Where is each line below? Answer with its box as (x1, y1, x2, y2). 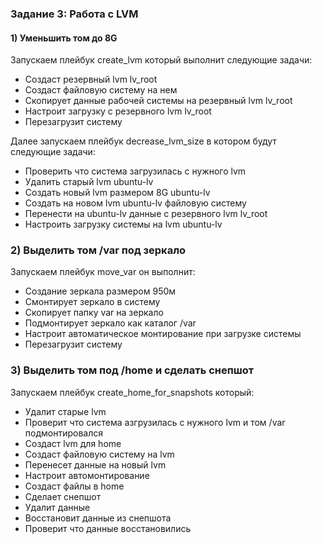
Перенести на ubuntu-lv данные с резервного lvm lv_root (24, 208, 268, 220)
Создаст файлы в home (24, 480, 125, 492)
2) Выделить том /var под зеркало (10, 243, 187, 257)
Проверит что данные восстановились (24, 522, 192, 534)
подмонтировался (24, 427, 103, 439)
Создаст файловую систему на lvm (24, 448, 175, 460)
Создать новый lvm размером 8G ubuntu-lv (24, 187, 211, 199)
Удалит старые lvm (24, 405, 107, 417)
